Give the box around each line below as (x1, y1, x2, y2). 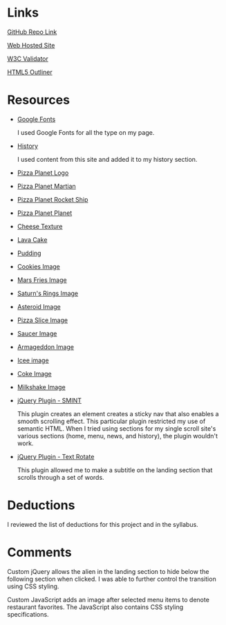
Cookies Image (17, 262, 61, 270)
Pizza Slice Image (17, 316, 68, 324)
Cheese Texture (17, 222, 63, 230)
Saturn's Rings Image (17, 289, 79, 297)
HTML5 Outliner (7, 68, 53, 76)
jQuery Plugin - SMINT (17, 396, 82, 404)
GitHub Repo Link (7, 28, 57, 36)
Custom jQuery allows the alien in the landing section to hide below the (7, 567, 209, 575)
